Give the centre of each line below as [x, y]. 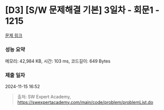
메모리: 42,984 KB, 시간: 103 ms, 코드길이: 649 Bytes [58, 61]
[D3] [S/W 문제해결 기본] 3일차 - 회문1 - [82, 10]
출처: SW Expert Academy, [44, 97]
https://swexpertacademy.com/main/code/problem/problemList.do [85, 102]
